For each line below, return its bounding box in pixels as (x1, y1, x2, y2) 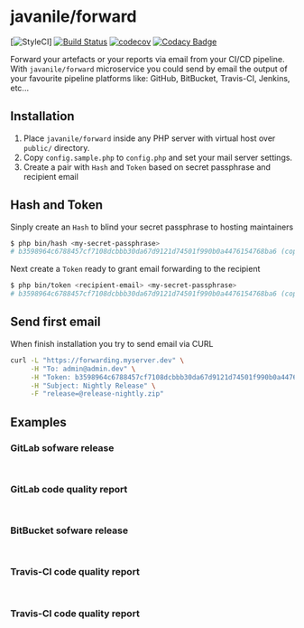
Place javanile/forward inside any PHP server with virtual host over (23, 133, 276, 144)
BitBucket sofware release (10, 524, 129, 537)
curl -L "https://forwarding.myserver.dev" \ (10, 355, 184, 365)
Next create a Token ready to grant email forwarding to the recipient (10, 264, 261, 275)
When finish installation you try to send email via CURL (10, 338, 214, 349)
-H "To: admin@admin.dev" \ (30, 364, 136, 373)
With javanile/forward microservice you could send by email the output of (10, 63, 288, 74)
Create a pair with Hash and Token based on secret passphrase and (23, 161, 272, 173)
